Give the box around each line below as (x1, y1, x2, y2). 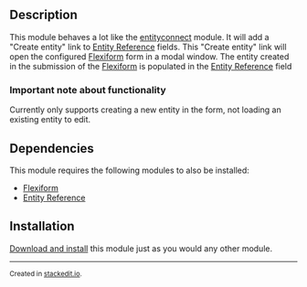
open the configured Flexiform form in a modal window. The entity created (9, 50, 290, 62)
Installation (9, 218, 75, 234)
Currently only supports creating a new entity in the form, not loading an (9, 104, 281, 115)
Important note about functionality (9, 83, 166, 96)
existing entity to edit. (9, 114, 91, 125)
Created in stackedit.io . (9, 269, 82, 278)
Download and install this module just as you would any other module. (9, 242, 272, 254)
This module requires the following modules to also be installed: (9, 165, 249, 175)
